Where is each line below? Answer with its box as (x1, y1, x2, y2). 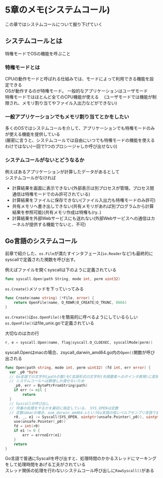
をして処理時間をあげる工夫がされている (5, 462, 86, 467)
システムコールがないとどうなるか (5, 157, 85, 164)
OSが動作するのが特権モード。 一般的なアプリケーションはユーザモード (5, 88, 148, 94)
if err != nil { (14, 388, 47, 393)
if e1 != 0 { (14, 428, 40, 433)
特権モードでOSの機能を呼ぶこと (5, 50, 71, 56)
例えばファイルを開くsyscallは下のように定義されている (5, 267, 117, 273)
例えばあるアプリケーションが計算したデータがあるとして (5, 169, 120, 174)
